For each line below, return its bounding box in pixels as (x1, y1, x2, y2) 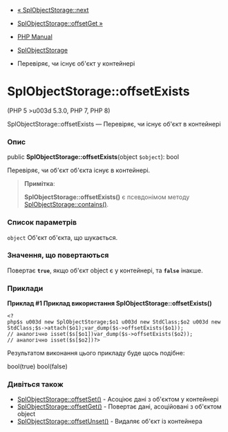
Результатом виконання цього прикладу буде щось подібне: (7, 349, 185, 357)
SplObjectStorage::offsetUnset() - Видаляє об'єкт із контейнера (17, 417, 202, 426)
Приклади (7, 283, 44, 293)
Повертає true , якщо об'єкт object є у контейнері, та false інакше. (7, 266, 203, 274)
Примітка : (23, 180, 55, 188)
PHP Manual (17, 32, 53, 41)
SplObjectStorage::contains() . (23, 200, 109, 209)
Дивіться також (7, 379, 64, 389)
